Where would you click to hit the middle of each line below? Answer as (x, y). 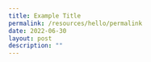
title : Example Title (45, 16)
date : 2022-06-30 (38, 31)
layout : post (30, 38)
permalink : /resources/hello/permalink (75, 23)
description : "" (36, 46)
